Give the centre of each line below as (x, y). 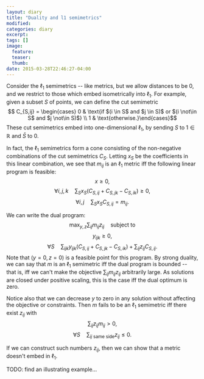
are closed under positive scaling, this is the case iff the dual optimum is (97, 280)
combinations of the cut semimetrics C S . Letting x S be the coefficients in (97, 157)
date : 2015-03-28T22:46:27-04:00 (49, 69)
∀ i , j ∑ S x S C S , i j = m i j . (102, 202)
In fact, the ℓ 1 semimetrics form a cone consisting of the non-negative (94, 149)
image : (15, 46)
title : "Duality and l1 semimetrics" (54, 18)
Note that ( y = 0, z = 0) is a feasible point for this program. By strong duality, (102, 258)
